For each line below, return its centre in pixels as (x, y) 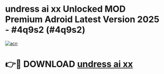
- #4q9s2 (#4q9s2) (45, 30)
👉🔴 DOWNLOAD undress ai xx (69, 64)
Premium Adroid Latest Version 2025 (82, 19)
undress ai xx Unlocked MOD (66, 9)
